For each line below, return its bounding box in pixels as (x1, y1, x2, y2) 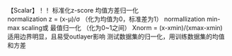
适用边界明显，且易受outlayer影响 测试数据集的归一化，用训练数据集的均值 (7, 32, 225, 41)
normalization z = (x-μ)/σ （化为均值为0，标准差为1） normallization (7, 15, 206, 23)
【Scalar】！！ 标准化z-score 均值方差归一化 (7, 6, 139, 14)
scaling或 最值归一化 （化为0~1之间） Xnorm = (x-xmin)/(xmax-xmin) (21, 24, 223, 31)
